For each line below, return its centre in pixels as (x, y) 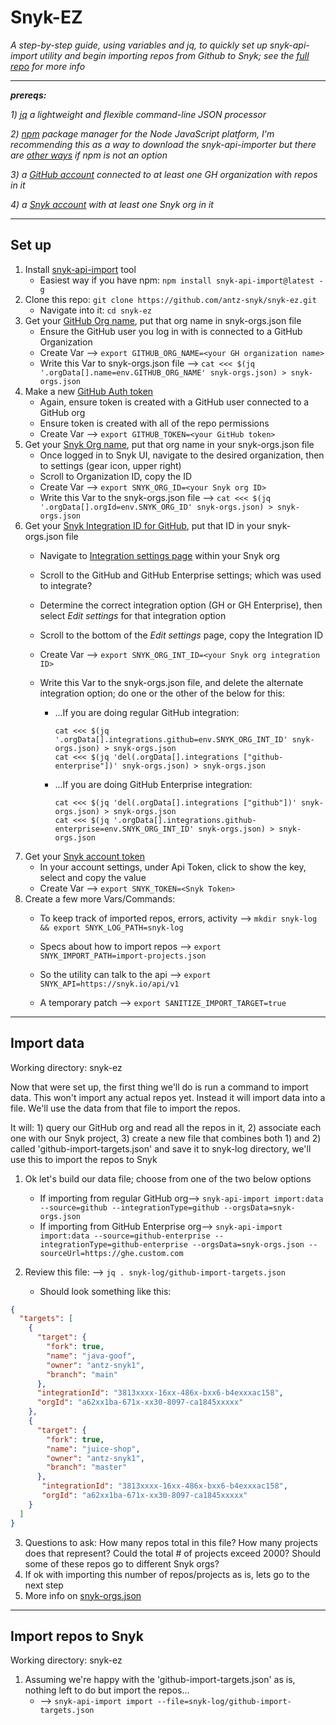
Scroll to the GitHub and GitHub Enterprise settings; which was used (180, 575)
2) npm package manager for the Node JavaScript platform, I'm (142, 133)
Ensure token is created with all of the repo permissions (154, 423)
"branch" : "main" (82, 1374)
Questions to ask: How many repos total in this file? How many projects (171, 1542)
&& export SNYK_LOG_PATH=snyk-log (111, 927)
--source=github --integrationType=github (129, 1207)
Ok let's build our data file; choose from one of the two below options (168, 1178)
